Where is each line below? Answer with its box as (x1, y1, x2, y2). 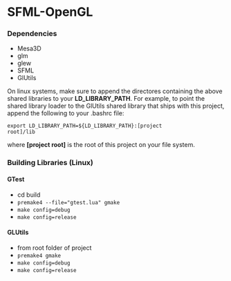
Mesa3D (17, 44, 41, 52)
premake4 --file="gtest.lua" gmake (17, 199, 120, 206)
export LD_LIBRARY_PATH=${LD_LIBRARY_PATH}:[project (7, 122, 163, 130)
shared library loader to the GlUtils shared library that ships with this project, (7, 101, 225, 110)
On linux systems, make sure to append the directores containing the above (7, 87, 223, 95)
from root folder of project (17, 243, 92, 252)
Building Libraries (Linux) (7, 158, 93, 168)
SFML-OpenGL (7, 4, 93, 20)
